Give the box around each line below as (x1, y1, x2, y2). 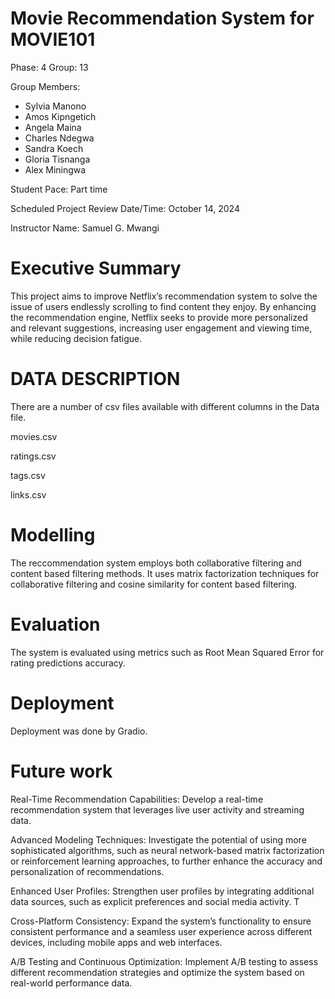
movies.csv (10, 430, 58, 442)
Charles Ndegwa (24, 132, 95, 144)
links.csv (10, 488, 47, 501)
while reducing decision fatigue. (10, 332, 143, 344)
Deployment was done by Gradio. (10, 725, 148, 737)
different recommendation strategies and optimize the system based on (10, 966, 305, 978)
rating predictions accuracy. (10, 657, 126, 669)
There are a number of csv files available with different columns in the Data (10, 400, 320, 412)
